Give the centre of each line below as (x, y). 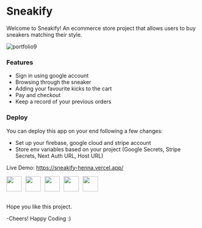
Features (20, 62)
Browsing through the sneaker (53, 82)
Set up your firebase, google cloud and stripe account (83, 142)
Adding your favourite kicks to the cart (63, 89)
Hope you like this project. (39, 207)
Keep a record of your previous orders (63, 101)
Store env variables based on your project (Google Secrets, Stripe (98, 149)
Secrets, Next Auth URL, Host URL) (59, 156)
